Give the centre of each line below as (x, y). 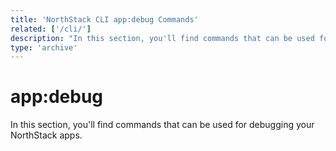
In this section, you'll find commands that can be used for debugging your (162, 125)
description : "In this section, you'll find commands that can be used (162, 38)
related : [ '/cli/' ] (51, 29)
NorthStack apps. (46, 135)
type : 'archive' (44, 47)
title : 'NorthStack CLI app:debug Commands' (104, 19)
